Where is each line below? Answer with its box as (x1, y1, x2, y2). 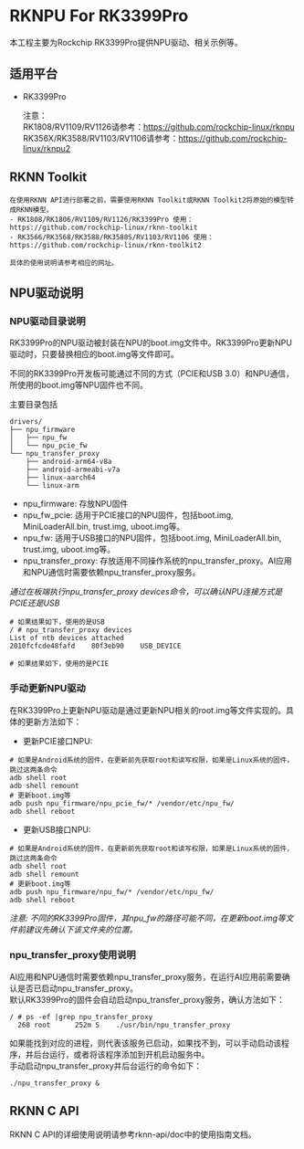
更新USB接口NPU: (22, 824, 91, 835)
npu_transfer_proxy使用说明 (9, 949, 137, 962)
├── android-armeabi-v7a (26, 465, 121, 475)
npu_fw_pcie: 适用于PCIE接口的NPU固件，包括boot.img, (22, 510, 235, 521)
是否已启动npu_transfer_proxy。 (16, 983, 139, 994)
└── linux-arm (26, 481, 79, 490)
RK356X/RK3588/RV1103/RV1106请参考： (22, 132, 179, 143)
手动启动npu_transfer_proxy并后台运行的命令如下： (9, 1060, 203, 1071)
